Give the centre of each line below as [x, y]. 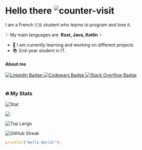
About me [16, 64]
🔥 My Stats [19, 94]
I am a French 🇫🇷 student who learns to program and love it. [68, 25]
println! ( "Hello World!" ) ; [33, 143]
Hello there [29, 11]
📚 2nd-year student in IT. [39, 50]
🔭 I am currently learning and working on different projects [73, 45]
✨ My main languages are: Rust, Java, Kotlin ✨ [54, 35]
